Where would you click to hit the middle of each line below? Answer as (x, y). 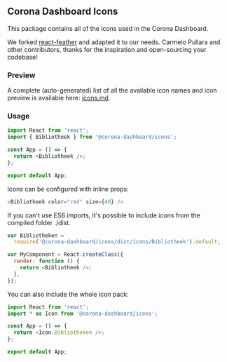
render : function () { (47, 261)
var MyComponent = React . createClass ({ (66, 255)
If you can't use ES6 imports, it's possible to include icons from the (104, 215)
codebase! (23, 57)
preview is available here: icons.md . (59, 98)
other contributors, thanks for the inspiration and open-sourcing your (107, 49)
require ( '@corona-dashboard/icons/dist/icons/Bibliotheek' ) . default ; (117, 242)
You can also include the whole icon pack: (68, 294)
